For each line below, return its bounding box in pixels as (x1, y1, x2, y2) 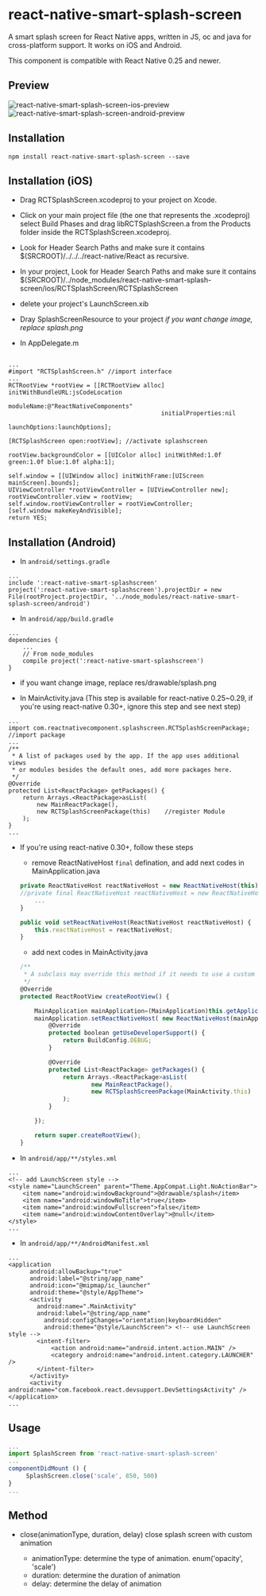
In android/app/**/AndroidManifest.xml (19, 1238, 149, 1248)
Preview (8, 79, 50, 92)
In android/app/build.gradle (19, 614, 114, 624)
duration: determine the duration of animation (31, 1571, 181, 1580)
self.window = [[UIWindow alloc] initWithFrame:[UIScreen (8, 472, 204, 481)
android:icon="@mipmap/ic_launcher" (29, 1281, 151, 1290)
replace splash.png (19, 323, 83, 333)
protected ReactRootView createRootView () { (19, 992, 170, 1000)
